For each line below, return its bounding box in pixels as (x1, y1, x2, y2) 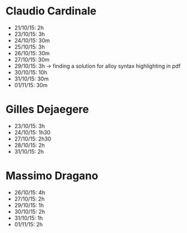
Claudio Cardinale (5, 4, 96, 18)
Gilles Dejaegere (5, 103, 89, 116)
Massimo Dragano (5, 169, 98, 183)
